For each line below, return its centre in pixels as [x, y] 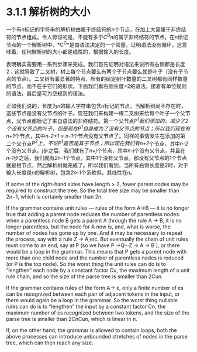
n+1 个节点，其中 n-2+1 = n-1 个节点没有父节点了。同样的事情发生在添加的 [93, 136]
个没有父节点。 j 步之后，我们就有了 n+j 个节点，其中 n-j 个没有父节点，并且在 [96, 151]
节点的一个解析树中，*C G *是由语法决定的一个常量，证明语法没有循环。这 [94, 44]
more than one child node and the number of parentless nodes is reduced [95, 258]
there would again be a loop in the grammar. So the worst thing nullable [92, 300]
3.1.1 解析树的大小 [48, 12]
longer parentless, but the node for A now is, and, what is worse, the [89, 227]
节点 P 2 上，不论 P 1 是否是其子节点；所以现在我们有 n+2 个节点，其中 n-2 [105, 143]
